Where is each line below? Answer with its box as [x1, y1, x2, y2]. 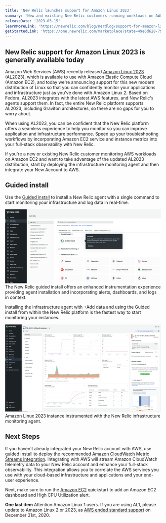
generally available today [5, 55, 84, 64]
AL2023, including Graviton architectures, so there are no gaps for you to [5, 105, 154, 111]
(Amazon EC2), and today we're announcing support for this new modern [5, 79, 155, 85]
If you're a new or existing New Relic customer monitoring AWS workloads [5, 151, 157, 157]
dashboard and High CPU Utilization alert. [5, 492, 90, 498]
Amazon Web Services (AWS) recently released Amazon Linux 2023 [5, 68, 144, 74]
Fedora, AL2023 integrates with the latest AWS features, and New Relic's [5, 95, 154, 101]
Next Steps [5, 432, 40, 441]
